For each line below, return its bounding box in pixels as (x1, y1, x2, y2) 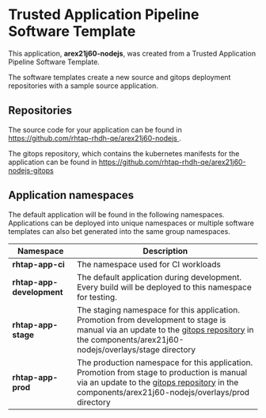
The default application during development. (76, 271, 242, 282)
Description (142, 245, 188, 256)
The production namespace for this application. (76, 357, 253, 368)
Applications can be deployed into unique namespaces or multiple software (8, 218, 255, 228)
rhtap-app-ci (12, 259, 65, 270)
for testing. (76, 291, 117, 302)
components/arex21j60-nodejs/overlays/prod (76, 386, 250, 397)
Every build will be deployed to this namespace (76, 282, 252, 293)
